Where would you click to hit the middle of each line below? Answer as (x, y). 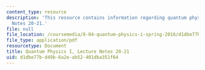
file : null (20, 29)
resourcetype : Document (37, 46)
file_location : (26, 35)
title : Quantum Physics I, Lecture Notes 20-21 (68, 52)
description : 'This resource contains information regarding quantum (97, 18)
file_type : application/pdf (42, 40)
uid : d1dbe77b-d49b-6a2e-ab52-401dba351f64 (63, 57)
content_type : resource (37, 12)
